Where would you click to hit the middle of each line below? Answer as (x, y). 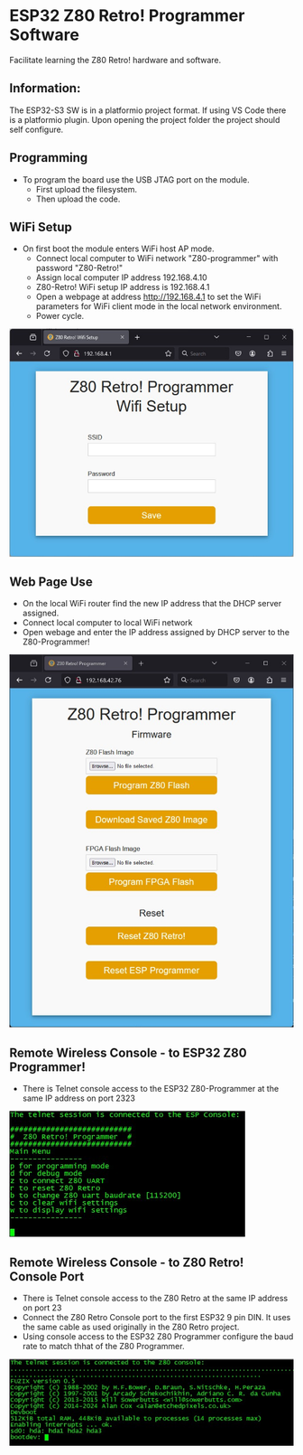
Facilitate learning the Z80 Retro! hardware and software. (115, 60)
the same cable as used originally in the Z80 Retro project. (131, 1327)
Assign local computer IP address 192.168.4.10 (121, 277)
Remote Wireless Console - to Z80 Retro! (127, 1262)
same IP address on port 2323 (78, 1098)
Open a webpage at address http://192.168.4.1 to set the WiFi (148, 297)
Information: (45, 88)
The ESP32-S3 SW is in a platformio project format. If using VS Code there (148, 110)
